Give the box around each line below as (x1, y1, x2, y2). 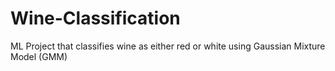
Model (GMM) (10, 50, 68, 62)
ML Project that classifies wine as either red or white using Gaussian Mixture (10, 40, 326, 52)
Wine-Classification (10, 7, 181, 30)
